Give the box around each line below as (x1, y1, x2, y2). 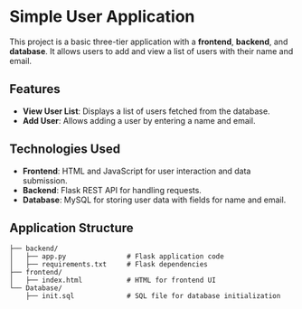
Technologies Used (9, 142, 120, 157)
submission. (22, 174, 68, 186)
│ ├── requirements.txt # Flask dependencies (9, 260, 208, 269)
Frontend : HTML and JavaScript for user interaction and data (22, 165, 251, 176)
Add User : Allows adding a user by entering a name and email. (22, 115, 256, 126)
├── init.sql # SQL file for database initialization (25, 292, 281, 301)
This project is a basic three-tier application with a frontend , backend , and (9, 36, 288, 47)
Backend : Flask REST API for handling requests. (22, 184, 202, 195)
